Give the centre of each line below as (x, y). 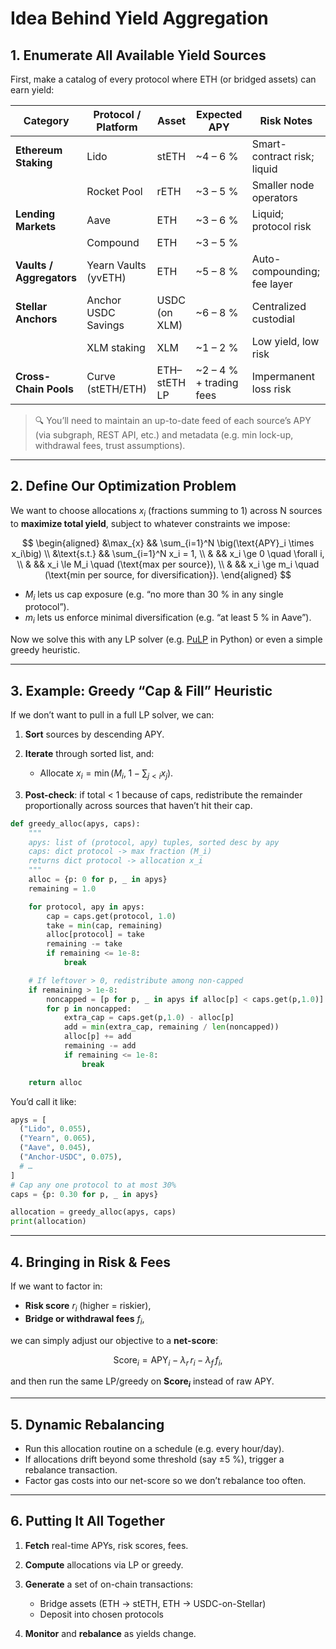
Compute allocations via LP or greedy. (104, 1564)
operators (274, 197)
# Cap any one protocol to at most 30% (93, 1185)
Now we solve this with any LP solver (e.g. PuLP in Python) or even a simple (166, 639)
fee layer (272, 284)
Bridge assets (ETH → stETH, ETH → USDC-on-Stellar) (153, 1603)
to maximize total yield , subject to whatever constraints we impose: (150, 523)
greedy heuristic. (45, 650)
